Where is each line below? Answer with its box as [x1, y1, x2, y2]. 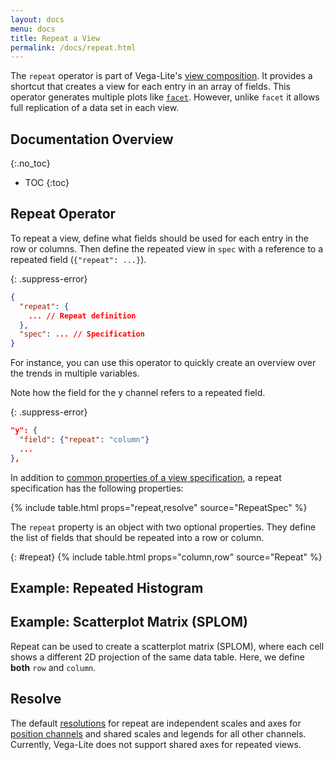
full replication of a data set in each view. [10, 102, 180, 114]
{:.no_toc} [10, 157, 51, 170]
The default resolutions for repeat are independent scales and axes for [10, 717, 302, 729]
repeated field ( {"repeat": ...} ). [10, 253, 147, 265]
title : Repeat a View [10, 33, 101, 43]
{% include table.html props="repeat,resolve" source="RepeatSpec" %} [10, 501, 308, 513]
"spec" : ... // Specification [19, 329, 145, 340]
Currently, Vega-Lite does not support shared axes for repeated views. [10, 738, 302, 750]
